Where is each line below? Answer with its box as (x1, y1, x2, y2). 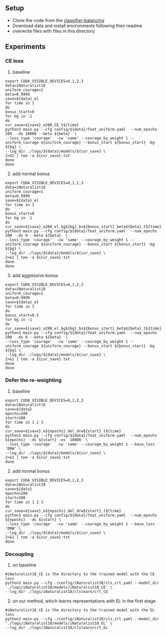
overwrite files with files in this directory (12, 28, 95, 34)
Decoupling (5, 550, 34, 557)
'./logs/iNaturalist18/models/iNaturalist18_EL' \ (5, 621, 113, 626)
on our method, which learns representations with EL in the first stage (12, 598, 156, 604)
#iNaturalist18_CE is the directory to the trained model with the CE (5, 572, 155, 577)
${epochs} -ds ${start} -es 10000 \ (5, 437, 88, 442)
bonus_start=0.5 (5, 312, 39, 317)
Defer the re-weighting (5, 377, 62, 384)
